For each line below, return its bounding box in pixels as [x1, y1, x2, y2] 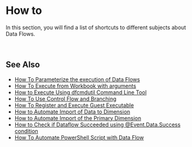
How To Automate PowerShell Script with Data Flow [14, 134, 144, 141]
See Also [5, 60, 40, 70]
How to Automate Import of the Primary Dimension [14, 114, 142, 121]
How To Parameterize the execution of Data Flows [14, 75, 140, 83]
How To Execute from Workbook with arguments [14, 82, 137, 89]
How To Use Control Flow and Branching [14, 95, 117, 102]
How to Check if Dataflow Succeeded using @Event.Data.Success [14, 121, 180, 128]
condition [14, 127, 39, 134]
